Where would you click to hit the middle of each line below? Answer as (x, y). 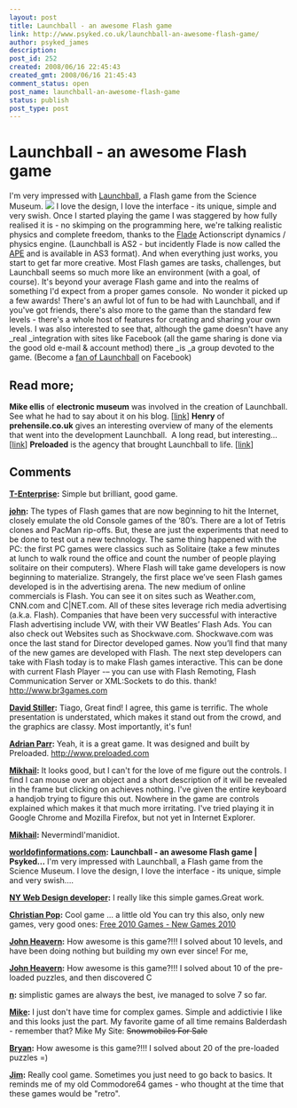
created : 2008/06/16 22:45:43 (65, 68)
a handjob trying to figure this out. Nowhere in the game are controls (134, 798)
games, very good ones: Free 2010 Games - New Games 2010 (123, 924)
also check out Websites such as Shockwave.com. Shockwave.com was (141, 634)
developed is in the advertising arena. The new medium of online (128, 586)
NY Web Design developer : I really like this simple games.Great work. (137, 897)
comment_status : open (49, 84)
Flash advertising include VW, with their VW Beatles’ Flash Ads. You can (141, 624)
